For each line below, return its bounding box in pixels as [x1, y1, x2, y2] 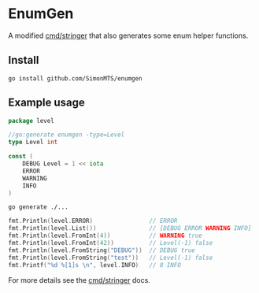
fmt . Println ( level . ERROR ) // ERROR [8, 217, 178, 225]
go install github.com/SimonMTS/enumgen [8, 74, 143, 83]
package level [8, 117, 55, 124]
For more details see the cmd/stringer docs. [8, 275, 151, 284]
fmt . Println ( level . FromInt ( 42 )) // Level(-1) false [8, 239, 213, 247]
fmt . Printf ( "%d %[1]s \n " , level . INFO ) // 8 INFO [8, 261, 181, 269]
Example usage [8, 96, 85, 109]
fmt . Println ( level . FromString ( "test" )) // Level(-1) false [8, 254, 213, 261]
